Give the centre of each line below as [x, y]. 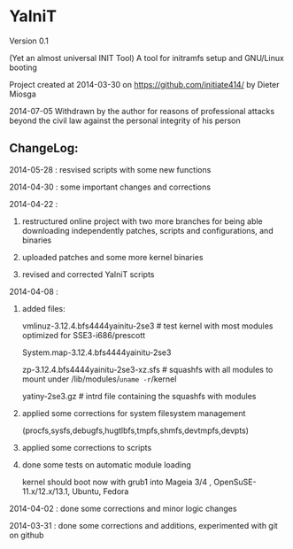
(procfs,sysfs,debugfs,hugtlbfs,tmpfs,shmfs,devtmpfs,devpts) [135, 430]
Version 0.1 [29, 41]
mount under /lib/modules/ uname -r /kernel [99, 379]
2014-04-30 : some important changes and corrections [110, 187]
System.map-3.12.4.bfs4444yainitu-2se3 [96, 352]
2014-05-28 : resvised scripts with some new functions [110, 169]
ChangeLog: [44, 148]
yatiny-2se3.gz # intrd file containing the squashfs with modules [139, 396]
